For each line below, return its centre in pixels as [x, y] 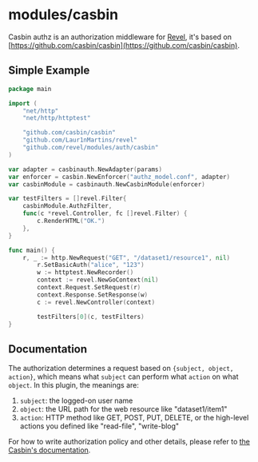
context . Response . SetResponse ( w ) [93, 295]
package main [30, 89]
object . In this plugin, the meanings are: [74, 385]
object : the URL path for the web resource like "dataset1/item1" [123, 409]
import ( [23, 103]
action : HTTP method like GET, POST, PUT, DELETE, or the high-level [134, 418]
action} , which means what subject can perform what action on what [123, 376]
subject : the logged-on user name [76, 400]
